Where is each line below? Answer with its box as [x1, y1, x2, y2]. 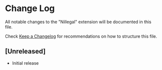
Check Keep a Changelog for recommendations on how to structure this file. [5, 33, 158, 39]
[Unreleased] [5, 47, 46, 56]
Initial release [12, 60, 39, 66]
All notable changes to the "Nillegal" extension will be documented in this [5, 19, 152, 25]
